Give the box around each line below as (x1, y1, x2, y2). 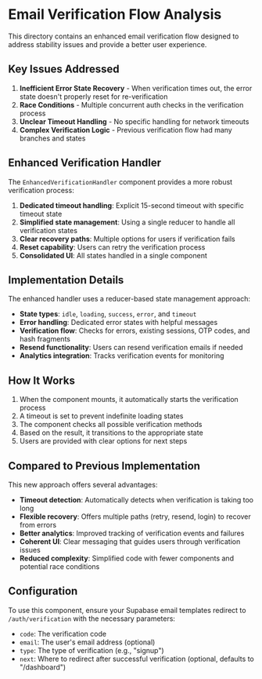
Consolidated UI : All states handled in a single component (19, 250, 207, 260)
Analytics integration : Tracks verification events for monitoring (19, 351, 224, 360)
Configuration (8, 585, 78, 598)
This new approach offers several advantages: (8, 480, 158, 489)
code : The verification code (19, 629, 107, 638)
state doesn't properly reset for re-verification (19, 92, 168, 101)
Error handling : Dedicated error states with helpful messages (19, 318, 218, 327)
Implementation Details (8, 273, 124, 287)
